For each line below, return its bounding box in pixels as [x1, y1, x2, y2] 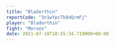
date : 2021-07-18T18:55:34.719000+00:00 [6, 31, 110, 37]
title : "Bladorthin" [6, 8, 58, 15]
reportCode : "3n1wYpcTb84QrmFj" [6, 14, 87, 20]
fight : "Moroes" [6, 25, 47, 32]
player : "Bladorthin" [6, 20, 61, 26]
